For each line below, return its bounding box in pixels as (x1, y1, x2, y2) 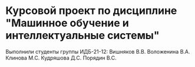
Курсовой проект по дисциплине (5, 4, 177, 17)
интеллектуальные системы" (5, 29, 160, 42)
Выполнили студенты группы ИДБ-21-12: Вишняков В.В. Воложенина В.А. (5, 48, 190, 55)
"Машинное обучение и (5, 16, 129, 30)
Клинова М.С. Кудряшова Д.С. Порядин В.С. (5, 54, 117, 61)
